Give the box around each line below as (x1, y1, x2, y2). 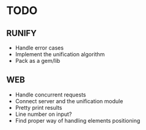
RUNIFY (6, 28, 37, 38)
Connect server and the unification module (15, 97, 123, 104)
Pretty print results (15, 104, 62, 111)
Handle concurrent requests (15, 91, 87, 98)
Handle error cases (15, 44, 64, 51)
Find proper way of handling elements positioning (15, 117, 141, 124)
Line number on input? (15, 110, 72, 118)
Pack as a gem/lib (15, 57, 60, 64)
